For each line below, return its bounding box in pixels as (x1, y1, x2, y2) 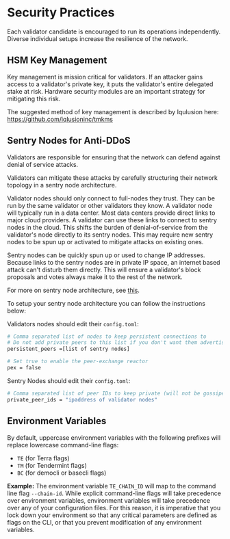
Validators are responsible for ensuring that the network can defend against (7, 153, 220, 161)
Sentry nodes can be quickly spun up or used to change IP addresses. (7, 251, 205, 259)
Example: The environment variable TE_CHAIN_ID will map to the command (7, 482, 216, 490)
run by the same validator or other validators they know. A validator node (7, 201, 212, 209)
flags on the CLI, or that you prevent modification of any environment (7, 518, 202, 526)
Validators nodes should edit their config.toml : (7, 319, 139, 328)
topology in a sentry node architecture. (7, 181, 117, 189)
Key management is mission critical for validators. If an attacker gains (7, 73, 203, 81)
